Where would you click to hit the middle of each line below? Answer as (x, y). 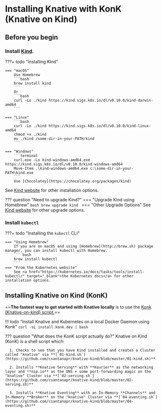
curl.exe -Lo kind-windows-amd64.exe (52, 160)
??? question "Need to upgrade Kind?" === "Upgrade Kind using (70, 199)
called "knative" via (27, 354)
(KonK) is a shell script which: (35, 341)
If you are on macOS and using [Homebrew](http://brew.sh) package (83, 247)
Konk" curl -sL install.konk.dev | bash (47, 326)
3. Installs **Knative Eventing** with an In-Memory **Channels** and (82, 393)
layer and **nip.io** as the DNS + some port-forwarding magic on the (78, 371)
